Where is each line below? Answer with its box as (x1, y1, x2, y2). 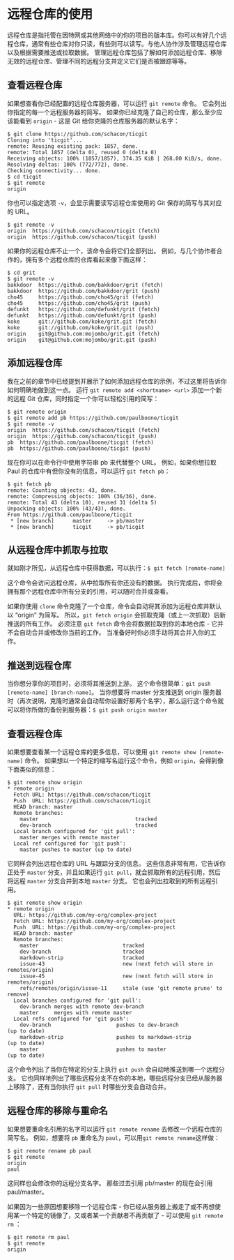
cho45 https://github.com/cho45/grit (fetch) (7, 294, 155, 301)
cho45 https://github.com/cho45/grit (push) (7, 299, 151, 307)
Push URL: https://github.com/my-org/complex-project (13, 924, 176, 931)
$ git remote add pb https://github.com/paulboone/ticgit (7, 414, 179, 421)
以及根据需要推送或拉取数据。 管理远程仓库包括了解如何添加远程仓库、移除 (7, 48, 223, 57)
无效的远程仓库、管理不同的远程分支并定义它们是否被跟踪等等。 (7, 57, 190, 65)
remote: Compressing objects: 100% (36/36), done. (7, 493, 157, 500)
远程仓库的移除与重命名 (7, 1105, 108, 1117)
